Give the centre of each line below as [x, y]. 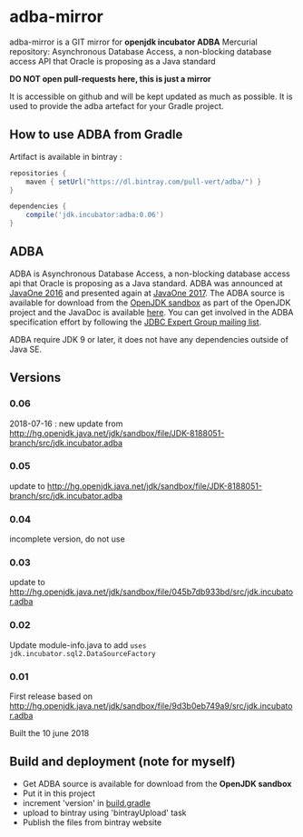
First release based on [51, 696]
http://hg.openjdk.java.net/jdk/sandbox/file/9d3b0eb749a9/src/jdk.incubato [151, 705]
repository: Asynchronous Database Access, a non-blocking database [141, 51]
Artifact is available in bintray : [66, 156]
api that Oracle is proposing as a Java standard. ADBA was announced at [146, 283]
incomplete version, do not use [67, 539]
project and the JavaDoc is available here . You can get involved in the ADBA [151, 312]
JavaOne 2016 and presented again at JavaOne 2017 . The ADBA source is [147, 293]
